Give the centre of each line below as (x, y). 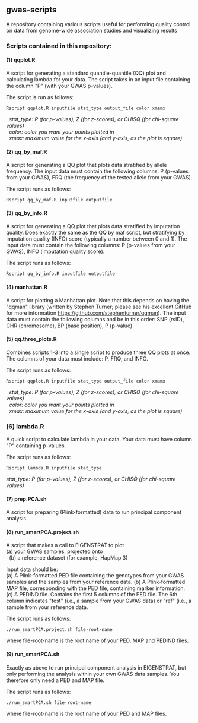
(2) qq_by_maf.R (27, 151)
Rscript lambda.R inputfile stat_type (54, 468)
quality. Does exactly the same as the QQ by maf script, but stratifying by (95, 233)
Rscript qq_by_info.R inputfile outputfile (61, 274)
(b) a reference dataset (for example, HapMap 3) (68, 558)
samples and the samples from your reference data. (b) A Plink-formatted (96, 582)
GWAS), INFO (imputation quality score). (55, 251)
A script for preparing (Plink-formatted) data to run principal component (94, 512)
